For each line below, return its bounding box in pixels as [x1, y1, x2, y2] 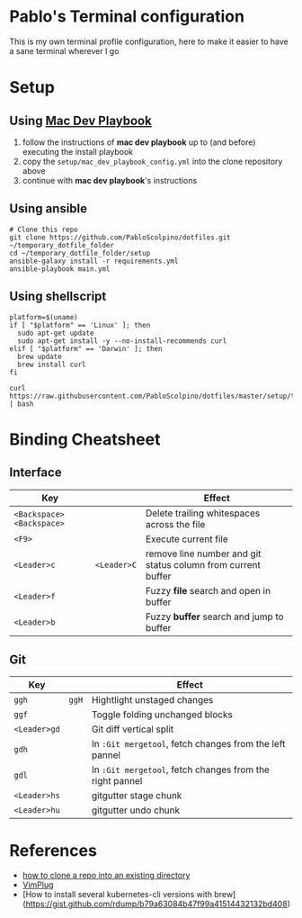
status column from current [145, 558, 261, 571]
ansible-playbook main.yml [9, 264, 111, 274]
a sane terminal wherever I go [9, 45, 120, 56]
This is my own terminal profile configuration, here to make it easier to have [9, 36, 289, 47]
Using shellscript [9, 289, 107, 304]
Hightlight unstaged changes [91, 694, 214, 706]
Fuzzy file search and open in [145, 584, 271, 597]
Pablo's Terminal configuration [9, 6, 245, 27]
